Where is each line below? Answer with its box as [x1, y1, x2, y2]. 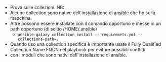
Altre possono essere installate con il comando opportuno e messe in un [10, 20, 161, 26]
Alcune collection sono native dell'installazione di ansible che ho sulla [10, 10, 155, 16]
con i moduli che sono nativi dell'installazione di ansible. [10, 52, 128, 58]
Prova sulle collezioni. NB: [10, 5, 65, 10]
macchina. [10, 15, 32, 21]
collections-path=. [17, 37, 59, 42]
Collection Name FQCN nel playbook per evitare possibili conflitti [10, 47, 146, 52]
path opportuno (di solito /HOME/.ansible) [10, 26, 97, 32]
